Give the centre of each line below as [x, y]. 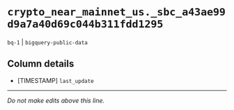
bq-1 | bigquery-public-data [48, 42]
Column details [41, 64]
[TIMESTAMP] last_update [55, 80]
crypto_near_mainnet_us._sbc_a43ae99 [117, 12]
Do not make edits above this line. [56, 100]
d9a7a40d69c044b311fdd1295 [85, 25]
